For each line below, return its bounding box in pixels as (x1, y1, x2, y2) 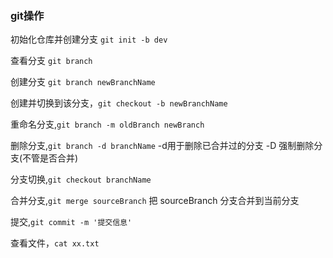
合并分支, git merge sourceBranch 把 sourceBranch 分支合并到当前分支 (10, 195, 300, 207)
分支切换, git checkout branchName (10, 173, 152, 186)
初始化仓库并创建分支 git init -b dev (10, 33, 168, 46)
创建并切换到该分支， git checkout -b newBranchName (10, 97, 228, 109)
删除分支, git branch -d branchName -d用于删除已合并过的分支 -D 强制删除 (10, 140, 315, 152)
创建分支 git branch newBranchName (10, 76, 156, 88)
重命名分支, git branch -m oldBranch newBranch (10, 118, 205, 131)
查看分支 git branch (10, 55, 93, 67)
